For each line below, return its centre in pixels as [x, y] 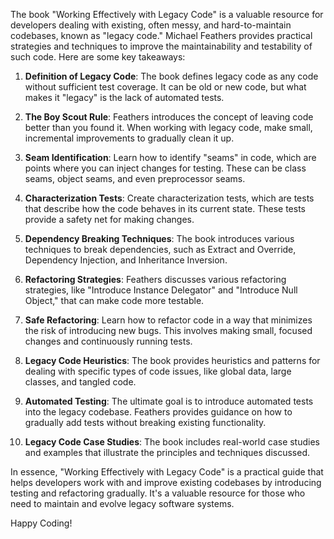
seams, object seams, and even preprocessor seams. [135, 178]
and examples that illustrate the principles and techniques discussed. [167, 452]
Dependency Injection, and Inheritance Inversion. [126, 260]
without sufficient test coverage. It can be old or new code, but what [165, 87]
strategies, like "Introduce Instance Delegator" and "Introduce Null [161, 290]
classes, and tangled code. [80, 382]
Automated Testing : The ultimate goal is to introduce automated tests [169, 401]
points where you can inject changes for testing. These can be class [165, 168]
